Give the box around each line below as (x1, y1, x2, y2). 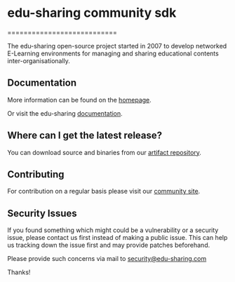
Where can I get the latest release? (7, 130, 163, 142)
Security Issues (7, 207, 77, 219)
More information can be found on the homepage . (7, 95, 152, 104)
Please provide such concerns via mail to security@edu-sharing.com (7, 255, 207, 263)
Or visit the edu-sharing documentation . (7, 109, 123, 117)
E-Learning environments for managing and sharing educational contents (7, 49, 219, 58)
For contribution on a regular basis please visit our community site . (7, 187, 201, 196)
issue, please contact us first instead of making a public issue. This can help (7, 234, 228, 242)
